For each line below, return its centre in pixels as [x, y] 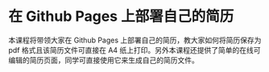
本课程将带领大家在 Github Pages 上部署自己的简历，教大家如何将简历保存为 [135, 40]
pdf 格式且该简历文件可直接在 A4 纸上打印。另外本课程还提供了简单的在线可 [134, 50]
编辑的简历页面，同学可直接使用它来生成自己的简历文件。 [103, 60]
